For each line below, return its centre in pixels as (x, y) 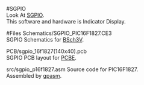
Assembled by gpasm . (34, 76)
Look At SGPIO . (25, 15)
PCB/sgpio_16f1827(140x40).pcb (47, 51)
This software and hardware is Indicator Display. (66, 21)
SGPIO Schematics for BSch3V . (45, 39)
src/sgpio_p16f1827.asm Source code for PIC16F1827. (72, 69)
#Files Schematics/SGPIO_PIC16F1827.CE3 (59, 33)
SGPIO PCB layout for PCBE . (42, 58)
